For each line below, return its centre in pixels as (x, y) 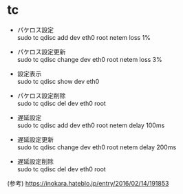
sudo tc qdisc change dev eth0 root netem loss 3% (90, 59)
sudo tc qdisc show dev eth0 (58, 81)
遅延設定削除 (35, 161)
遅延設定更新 (35, 139)
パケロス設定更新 (41, 52)
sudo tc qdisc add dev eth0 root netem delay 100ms (91, 125)
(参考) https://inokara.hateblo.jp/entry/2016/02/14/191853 (88, 183)
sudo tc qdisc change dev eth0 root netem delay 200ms (97, 147)
